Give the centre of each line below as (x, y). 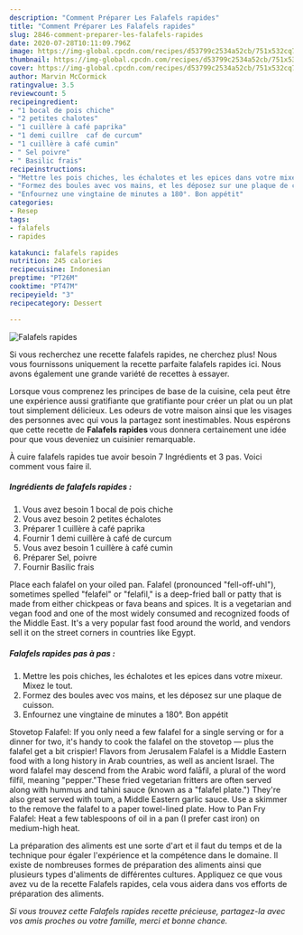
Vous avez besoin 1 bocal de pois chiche (98, 510)
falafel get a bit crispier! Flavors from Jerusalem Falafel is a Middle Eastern (148, 751)
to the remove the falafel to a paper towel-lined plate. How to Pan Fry (138, 809)
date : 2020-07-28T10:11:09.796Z (70, 43)
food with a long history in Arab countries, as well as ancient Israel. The (142, 761)
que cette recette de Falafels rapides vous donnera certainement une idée (148, 430)
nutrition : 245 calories (56, 261)
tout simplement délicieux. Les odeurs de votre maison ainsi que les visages (151, 410)
